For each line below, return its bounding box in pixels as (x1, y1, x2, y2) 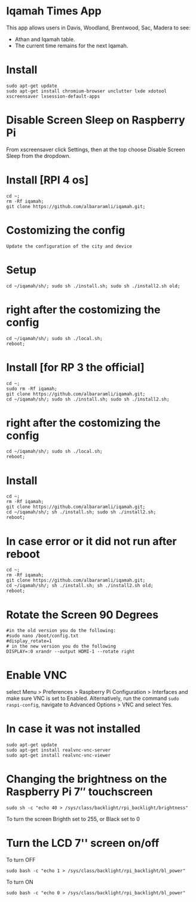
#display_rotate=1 (6, 638, 52, 644)
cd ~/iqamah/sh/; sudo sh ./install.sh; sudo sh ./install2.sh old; (6, 283, 180, 289)
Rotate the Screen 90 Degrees (6, 608, 159, 621)
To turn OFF (6, 856, 36, 863)
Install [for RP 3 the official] (6, 360, 145, 374)
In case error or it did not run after (6, 534, 177, 548)
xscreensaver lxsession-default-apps (6, 93, 100, 100)
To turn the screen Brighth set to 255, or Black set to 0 (6, 816, 140, 823)
